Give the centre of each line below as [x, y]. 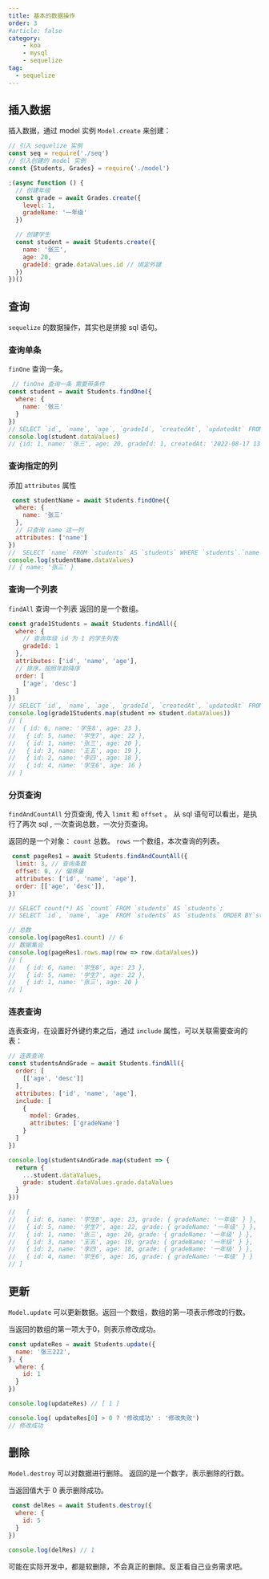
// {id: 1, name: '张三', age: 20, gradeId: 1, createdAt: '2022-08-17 [129, 444]
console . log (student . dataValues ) [64, 437]
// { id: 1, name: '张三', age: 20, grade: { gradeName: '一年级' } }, [131, 1234]
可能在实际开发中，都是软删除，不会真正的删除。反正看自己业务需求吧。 [127, 1566]
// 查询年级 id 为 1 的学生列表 [70, 639]
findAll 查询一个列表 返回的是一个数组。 [75, 608]
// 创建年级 [33, 190]
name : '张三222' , [43, 1352]
